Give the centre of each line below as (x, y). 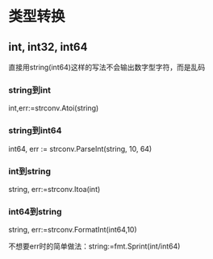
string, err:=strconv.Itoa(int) (54, 189)
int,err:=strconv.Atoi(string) (54, 108)
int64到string (35, 211)
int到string (29, 171)
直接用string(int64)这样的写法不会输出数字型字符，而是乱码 (107, 67)
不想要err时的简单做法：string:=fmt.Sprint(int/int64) (94, 246)
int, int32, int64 (48, 46)
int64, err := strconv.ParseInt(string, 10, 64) (80, 148)
